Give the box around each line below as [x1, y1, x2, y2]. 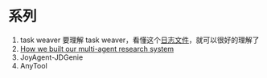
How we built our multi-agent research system [19, 44, 175, 53]
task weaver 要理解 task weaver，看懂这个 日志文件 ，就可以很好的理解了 [19, 35, 260, 45]
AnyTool [19, 60, 48, 70]
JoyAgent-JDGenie [19, 53, 84, 62]
